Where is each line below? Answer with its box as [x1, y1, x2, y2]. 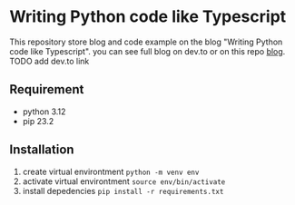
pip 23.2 [22, 115, 54, 126]
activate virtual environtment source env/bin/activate [22, 175, 226, 187]
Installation [9, 142, 74, 158]
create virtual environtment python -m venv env [22, 166, 200, 177]
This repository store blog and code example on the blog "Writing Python [9, 36, 283, 47]
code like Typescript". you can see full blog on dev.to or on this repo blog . [9, 45, 286, 56]
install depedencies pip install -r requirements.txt [22, 185, 224, 196]
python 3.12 [22, 106, 66, 117]
